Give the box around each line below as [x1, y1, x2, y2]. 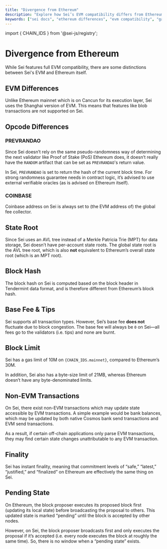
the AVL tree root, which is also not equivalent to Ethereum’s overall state [5, 247, 155, 253]
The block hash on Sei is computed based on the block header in [5, 280, 138, 286]
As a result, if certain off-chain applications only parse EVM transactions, [5, 431, 155, 437]
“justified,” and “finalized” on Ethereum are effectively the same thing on [5, 469, 154, 475]
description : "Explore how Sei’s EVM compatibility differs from [5, 12, 143, 17]
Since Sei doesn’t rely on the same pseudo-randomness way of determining [5, 148, 161, 155]
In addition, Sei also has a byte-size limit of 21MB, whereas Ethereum [5, 372, 147, 378]
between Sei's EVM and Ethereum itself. [5, 69, 87, 75]
